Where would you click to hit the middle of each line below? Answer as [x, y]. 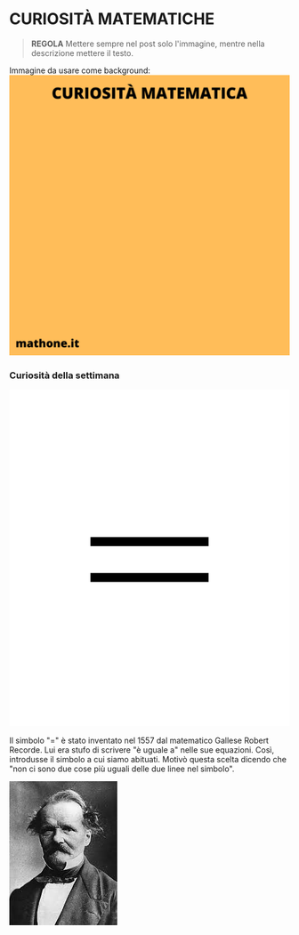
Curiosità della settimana [65, 375]
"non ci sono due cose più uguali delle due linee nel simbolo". [122, 769]
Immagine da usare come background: [80, 70]
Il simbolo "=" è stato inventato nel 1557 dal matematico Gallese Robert [139, 741]
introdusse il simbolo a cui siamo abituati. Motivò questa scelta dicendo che [148, 760]
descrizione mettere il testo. [82, 52]
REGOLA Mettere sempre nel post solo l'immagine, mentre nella [148, 44]
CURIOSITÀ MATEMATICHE [112, 19]
